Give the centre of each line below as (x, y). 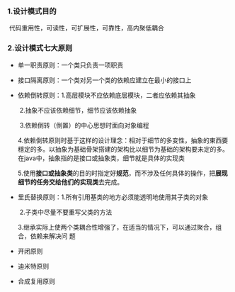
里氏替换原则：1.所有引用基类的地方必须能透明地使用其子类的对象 (113, 197)
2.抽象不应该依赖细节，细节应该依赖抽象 (78, 110)
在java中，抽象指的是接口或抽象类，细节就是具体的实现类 (101, 158)
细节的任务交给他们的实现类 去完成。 (70, 181)
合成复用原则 (36, 281)
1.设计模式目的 (32, 11)
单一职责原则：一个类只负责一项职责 (70, 64)
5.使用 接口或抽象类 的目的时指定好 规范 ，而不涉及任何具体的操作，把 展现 (122, 173)
